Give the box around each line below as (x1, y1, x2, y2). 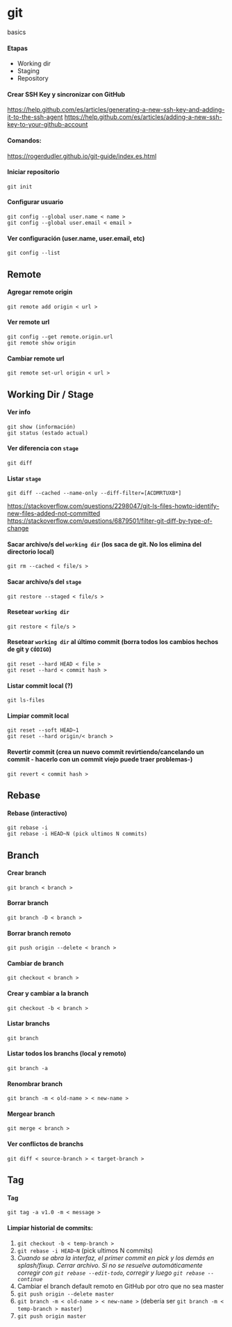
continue (17, 1276, 43, 1283)
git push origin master (17, 1313, 87, 1320)
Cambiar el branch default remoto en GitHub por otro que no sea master (17, 1282, 224, 1291)
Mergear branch (7, 1109, 56, 1118)
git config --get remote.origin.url (7, 333, 113, 340)
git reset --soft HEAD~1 (7, 727, 79, 734)
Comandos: (7, 136, 42, 144)
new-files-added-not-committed (7, 510, 101, 518)
